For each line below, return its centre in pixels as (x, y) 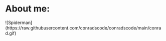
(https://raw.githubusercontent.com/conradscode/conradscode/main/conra (83, 27)
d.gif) (11, 33)
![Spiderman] (19, 22)
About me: (28, 9)
